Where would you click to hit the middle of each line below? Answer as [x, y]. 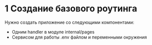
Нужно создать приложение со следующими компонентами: [70, 22]
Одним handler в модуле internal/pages [53, 32]
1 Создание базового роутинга [71, 9]
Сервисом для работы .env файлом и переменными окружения [79, 37]
